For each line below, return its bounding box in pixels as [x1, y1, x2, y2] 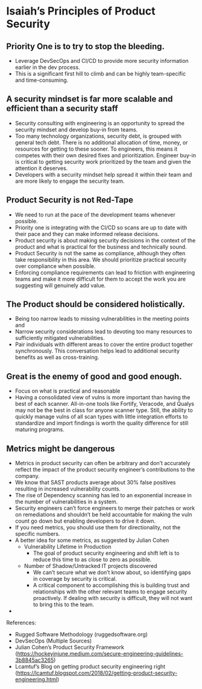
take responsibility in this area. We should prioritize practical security [14, 256, 187, 263]
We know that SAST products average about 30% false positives [14, 479, 176, 486]
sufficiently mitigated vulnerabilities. [14, 335, 105, 342]
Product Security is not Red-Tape [6, 195, 134, 205]
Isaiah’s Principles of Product [6, 4, 156, 18]
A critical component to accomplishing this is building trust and [33, 582, 190, 589]
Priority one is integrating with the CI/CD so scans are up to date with [14, 224, 188, 231]
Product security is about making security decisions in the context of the [14, 237, 196, 244]
